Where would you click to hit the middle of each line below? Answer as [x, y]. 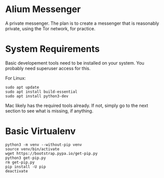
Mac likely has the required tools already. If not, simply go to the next [77, 105]
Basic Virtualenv [40, 131]
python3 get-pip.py [26, 158]
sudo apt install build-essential [42, 92]
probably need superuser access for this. [48, 68]
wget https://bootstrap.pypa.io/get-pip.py [52, 153]
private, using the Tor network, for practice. [50, 28]
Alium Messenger [43, 9]
